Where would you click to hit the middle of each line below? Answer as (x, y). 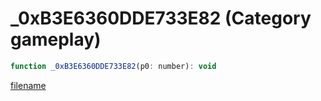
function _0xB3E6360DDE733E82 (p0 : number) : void (113, 66)
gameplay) (56, 39)
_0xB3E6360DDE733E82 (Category (161, 18)
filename (28, 85)
